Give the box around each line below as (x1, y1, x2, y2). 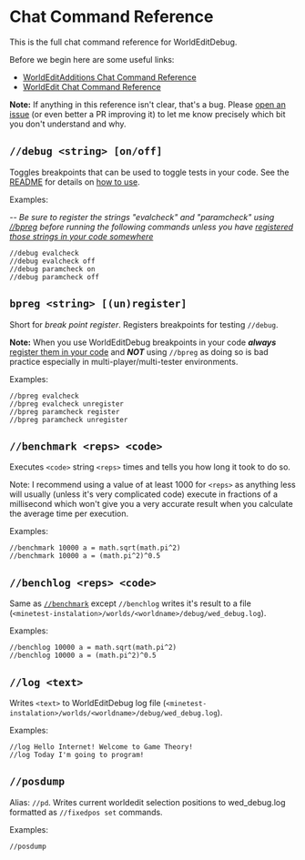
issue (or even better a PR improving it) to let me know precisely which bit (9, 108, 286, 119)
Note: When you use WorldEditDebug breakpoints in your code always (9, 337, 277, 348)
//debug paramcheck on (9, 264, 96, 274)
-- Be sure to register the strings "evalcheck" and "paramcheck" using (9, 211, 275, 222)
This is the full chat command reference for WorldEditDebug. (9, 36, 238, 47)
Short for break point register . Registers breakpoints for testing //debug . (9, 319, 280, 329)
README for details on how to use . (9, 176, 140, 187)
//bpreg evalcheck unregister (9, 399, 125, 409)
